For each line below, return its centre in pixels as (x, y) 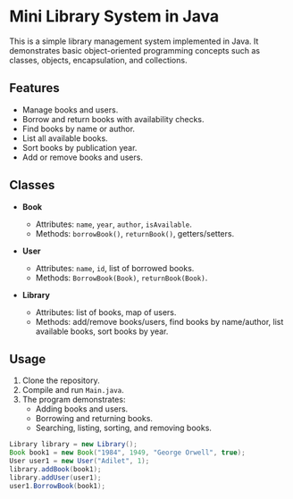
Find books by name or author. (79, 129)
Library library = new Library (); (74, 445)
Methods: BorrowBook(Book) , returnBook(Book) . (121, 278)
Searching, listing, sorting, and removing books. (124, 428)
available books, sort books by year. (102, 331)
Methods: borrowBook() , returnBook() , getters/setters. (135, 233)
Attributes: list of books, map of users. (106, 312)
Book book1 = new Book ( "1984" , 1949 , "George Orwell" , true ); (127, 453)
